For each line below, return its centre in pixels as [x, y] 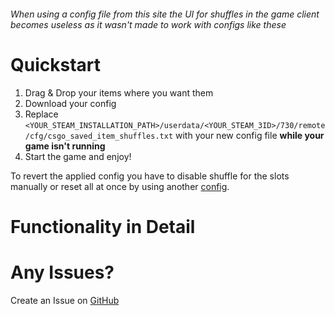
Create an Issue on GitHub [65, 300]
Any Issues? [62, 272]
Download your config [70, 103]
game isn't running [65, 146]
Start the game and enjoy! [78, 156]
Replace [41, 114]
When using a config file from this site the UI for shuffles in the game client [165, 14]
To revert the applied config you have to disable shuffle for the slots [150, 176]
